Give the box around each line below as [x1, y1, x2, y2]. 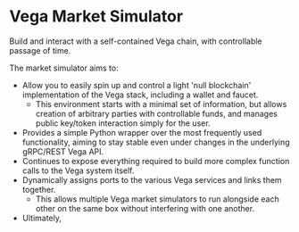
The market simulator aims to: [9, 62, 119, 73]
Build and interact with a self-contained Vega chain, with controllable [9, 36, 262, 46]
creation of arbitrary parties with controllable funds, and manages [35, 108, 278, 119]
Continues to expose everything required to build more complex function [21, 155, 290, 166]
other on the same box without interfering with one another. [35, 203, 255, 213]
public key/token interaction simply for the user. [35, 118, 212, 128]
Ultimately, [21, 212, 62, 223]
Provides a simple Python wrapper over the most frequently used [21, 127, 262, 137]
